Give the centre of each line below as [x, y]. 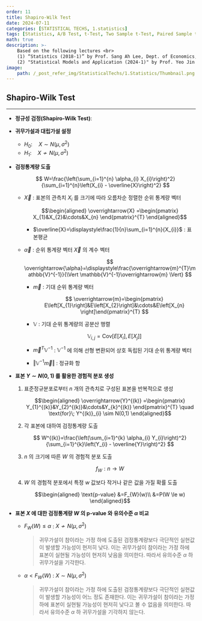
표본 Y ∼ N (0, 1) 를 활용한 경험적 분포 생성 [64, 375]
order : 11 [19, 12]
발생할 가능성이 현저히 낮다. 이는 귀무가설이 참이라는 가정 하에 [118, 548]
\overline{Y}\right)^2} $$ [143, 444]
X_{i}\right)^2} [158, 178]
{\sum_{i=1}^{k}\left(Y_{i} [77, 444]
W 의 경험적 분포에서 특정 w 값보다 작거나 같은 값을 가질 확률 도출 [101, 482]
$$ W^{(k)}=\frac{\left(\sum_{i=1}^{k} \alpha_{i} [92, 438]
